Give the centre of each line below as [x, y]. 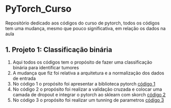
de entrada [24, 78]
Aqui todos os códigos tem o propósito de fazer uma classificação [82, 62]
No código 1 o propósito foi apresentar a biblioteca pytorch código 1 [84, 84]
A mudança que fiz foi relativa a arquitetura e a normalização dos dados [88, 73]
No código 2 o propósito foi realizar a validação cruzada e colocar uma [87, 89]
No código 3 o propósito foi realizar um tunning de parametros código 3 [88, 100]
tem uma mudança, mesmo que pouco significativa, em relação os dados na [86, 28]
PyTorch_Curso [38, 9]
